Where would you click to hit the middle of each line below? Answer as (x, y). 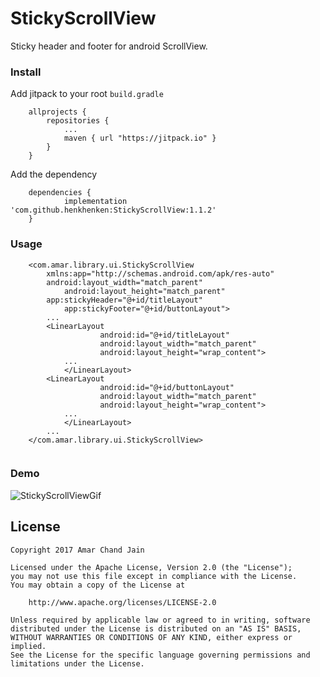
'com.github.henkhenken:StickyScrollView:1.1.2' (113, 210)
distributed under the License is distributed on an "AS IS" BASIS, (156, 628)
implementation (95, 202)
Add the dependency (54, 174)
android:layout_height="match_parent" (144, 291)
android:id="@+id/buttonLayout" (167, 387)
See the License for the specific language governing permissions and (160, 655)
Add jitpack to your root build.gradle (87, 94)
